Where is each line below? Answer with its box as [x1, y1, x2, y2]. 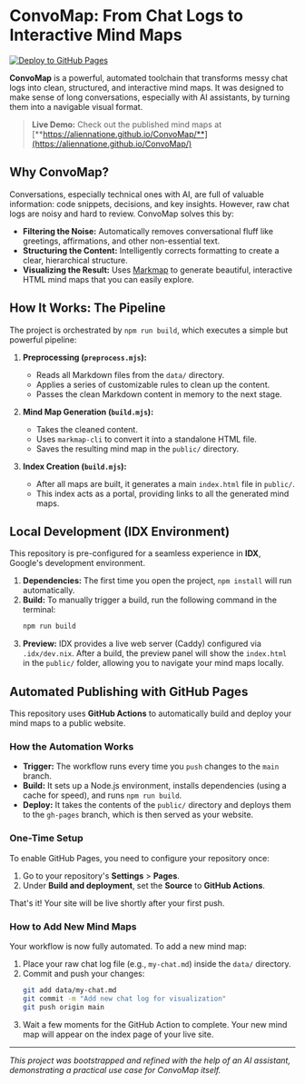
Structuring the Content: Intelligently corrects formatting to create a [22, 244, 280, 255]
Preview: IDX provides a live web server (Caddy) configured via [22, 638, 261, 650]
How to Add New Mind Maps [9, 920, 137, 932]
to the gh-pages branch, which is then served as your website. [22, 810, 254, 820]
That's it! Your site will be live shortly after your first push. [9, 897, 225, 909]
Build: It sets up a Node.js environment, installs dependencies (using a [22, 781, 288, 791]
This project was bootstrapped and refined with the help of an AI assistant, [9, 1055, 290, 1066]
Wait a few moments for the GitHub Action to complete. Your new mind [22, 1019, 288, 1029]
